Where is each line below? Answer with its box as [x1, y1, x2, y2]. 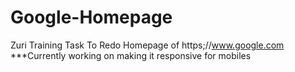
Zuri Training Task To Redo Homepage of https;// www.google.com [10, 39, 285, 51]
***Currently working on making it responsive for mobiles [10, 49, 252, 61]
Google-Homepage [10, 6, 173, 29]
